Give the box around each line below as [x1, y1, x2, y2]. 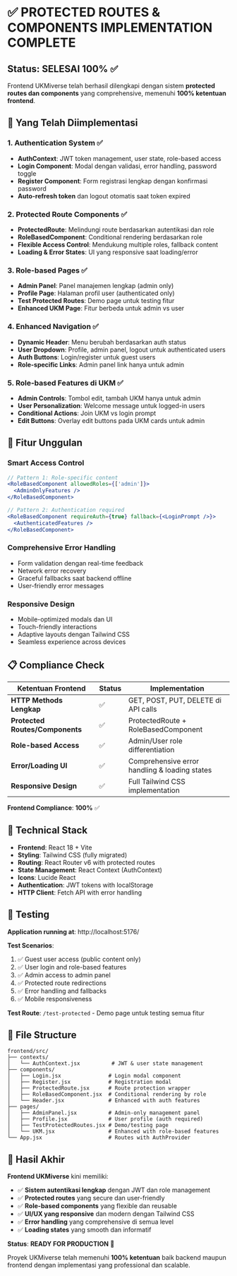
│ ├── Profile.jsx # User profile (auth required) [7, 1116, 203, 1123]
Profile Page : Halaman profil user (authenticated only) [17, 289, 175, 297]
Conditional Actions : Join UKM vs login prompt [17, 409, 157, 417]
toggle [17, 169, 37, 177]
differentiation [128, 744, 175, 754]
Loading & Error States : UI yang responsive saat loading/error [17, 248, 199, 256]
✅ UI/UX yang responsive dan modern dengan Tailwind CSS [17, 1210, 195, 1218]
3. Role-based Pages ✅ [7, 266, 88, 275]
